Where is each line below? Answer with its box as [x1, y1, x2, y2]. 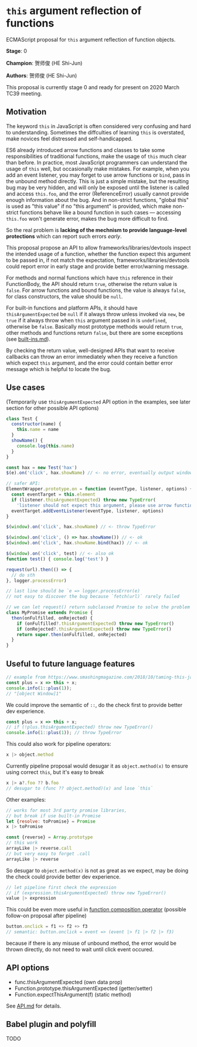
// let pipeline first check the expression [6, 884, 117, 890]
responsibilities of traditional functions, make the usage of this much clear [6, 153, 186, 160]
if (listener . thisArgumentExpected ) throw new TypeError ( [11, 497, 157, 503]
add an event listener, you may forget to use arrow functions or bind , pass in [6, 171, 191, 179]
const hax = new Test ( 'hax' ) [6, 464, 77, 470]
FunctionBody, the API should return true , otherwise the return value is [6, 280, 178, 287]
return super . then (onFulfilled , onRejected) [16, 631, 127, 638]
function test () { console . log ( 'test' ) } [6, 556, 109, 562]
